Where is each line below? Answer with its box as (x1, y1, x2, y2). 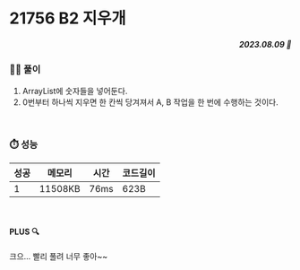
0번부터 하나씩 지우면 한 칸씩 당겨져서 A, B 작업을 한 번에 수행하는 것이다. (21, 96, 279, 108)
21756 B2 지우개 (9, 8, 127, 29)
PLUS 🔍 (9, 226, 40, 238)
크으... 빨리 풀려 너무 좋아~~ (9, 251, 108, 262)
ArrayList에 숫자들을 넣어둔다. (21, 85, 128, 96)
